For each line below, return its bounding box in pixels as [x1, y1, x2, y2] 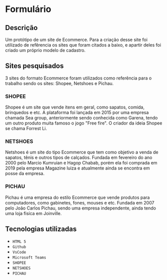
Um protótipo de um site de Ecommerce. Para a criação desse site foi [5, 36, 148, 42]
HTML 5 [12, 239, 26, 244]
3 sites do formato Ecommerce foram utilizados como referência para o [5, 75, 152, 81]
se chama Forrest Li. [5, 125, 47, 131]
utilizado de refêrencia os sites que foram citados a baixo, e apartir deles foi [5, 42, 161, 48]
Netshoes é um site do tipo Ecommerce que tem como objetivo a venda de [5, 149, 159, 155]
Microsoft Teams [12, 255, 46, 260]
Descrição [5, 23, 38, 32]
